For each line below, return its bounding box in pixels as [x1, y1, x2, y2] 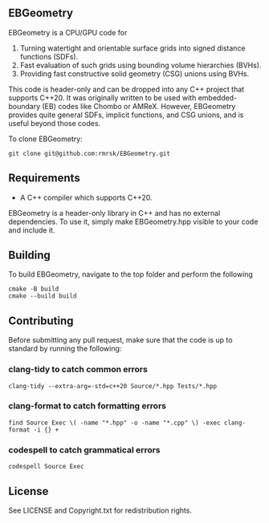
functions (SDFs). [19, 51, 79, 61]
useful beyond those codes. [8, 118, 101, 128]
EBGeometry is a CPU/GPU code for [8, 27, 128, 37]
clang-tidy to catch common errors [8, 364, 149, 375]
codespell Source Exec [8, 463, 84, 471]
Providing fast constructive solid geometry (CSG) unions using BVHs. [19, 68, 250, 79]
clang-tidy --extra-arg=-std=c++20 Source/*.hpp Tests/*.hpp [8, 382, 218, 390]
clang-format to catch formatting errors [8, 400, 167, 412]
